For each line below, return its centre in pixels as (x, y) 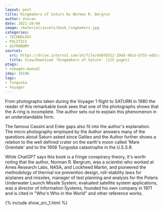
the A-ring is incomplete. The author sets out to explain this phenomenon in (81, 111)
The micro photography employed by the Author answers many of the (75, 131)
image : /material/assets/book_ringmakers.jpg (52, 28)
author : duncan (20, 19)
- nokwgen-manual (23, 69)
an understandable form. (30, 117)
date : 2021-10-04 (23, 23)
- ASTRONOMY (17, 46)
